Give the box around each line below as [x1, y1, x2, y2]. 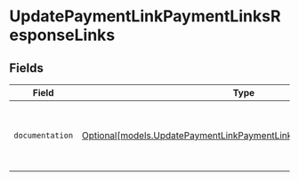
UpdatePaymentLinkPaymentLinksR [9, 6, 281, 27]
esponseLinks [9, 25, 116, 45]
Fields [9, 60, 44, 75]
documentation [13, 130, 74, 140]
